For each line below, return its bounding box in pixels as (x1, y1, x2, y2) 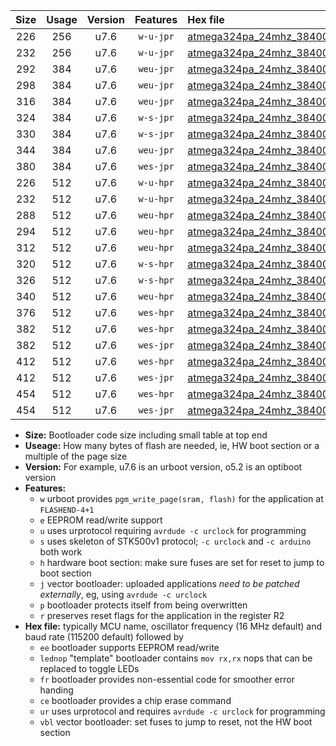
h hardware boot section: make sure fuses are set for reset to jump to (39, 557, 325, 568)
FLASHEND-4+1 (39, 505, 95, 515)
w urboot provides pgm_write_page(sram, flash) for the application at (39, 493, 324, 504)
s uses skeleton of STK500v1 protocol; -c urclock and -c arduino (39, 535, 312, 547)
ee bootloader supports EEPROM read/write (39, 642, 220, 653)
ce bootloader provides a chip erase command (39, 695, 232, 706)
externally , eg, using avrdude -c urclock (39, 589, 208, 600)
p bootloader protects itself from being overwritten (39, 599, 248, 611)
